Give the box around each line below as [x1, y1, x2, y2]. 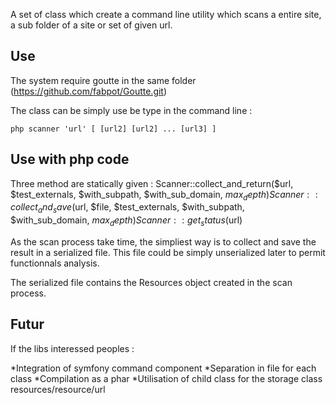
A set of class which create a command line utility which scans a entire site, [10, 9, 322, 20]
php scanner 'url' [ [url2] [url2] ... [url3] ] [10, 124, 217, 134]
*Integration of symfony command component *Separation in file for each [10, 362, 317, 374]
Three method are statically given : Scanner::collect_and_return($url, [10, 177, 294, 189]
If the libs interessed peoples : [10, 342, 135, 354]
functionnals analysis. [10, 257, 100, 269]
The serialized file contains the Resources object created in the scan [10, 277, 293, 289]
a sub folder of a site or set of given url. [10, 19, 173, 31]
